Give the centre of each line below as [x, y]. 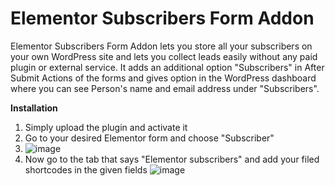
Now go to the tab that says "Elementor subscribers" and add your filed [172, 159]
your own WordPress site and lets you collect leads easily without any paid [164, 56]
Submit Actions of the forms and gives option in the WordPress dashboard [163, 78]
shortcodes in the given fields [86, 169]
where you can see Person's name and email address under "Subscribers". [165, 88]
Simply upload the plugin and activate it [106, 127]
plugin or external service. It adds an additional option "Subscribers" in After [167, 67]
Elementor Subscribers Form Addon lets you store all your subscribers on [161, 46]
